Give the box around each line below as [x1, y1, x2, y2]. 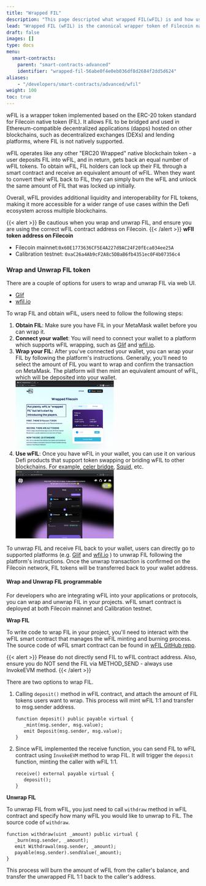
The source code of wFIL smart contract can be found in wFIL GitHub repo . [6, 641, 196, 649]
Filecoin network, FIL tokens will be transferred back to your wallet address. [6, 564, 198, 571]
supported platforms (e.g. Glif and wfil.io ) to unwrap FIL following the [6, 551, 183, 558]
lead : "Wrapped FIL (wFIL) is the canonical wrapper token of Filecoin [6, 23, 193, 29]
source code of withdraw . [6, 819, 71, 826]
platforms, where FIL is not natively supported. [6, 138, 124, 145]
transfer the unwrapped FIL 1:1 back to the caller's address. [6, 873, 156, 880]
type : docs [6, 42, 34, 48]
